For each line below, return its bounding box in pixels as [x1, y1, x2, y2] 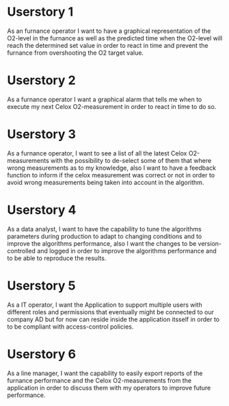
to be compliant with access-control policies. [7, 322, 134, 331]
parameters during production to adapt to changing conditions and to [7, 232, 202, 240]
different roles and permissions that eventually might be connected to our [7, 307, 214, 316]
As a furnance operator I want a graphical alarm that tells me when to [7, 95, 202, 103]
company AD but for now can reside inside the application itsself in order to [7, 315, 220, 323]
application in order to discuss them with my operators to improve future [7, 383, 211, 392]
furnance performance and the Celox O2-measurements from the [7, 376, 192, 384]
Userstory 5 [7, 278, 76, 293]
